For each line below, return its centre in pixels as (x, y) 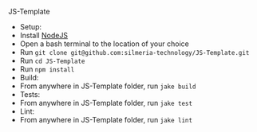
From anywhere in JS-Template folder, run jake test (106, 103)
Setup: (31, 27)
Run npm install (47, 69)
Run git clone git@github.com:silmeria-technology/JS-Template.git (134, 52)
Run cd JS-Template (52, 60)
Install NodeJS (44, 35)
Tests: (30, 94)
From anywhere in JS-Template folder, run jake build (108, 86)
